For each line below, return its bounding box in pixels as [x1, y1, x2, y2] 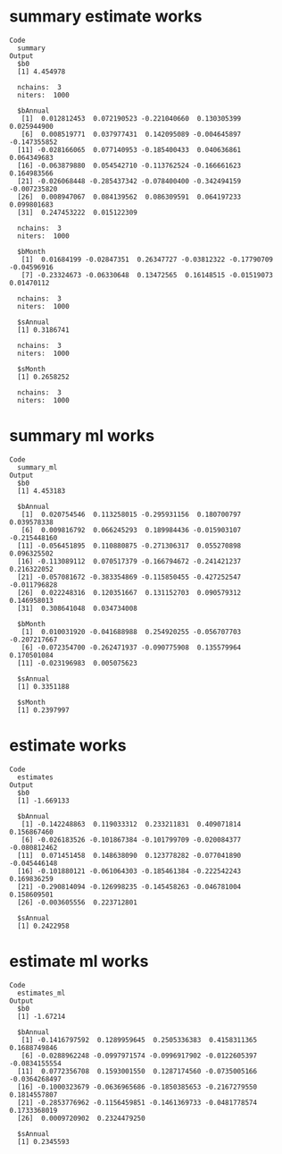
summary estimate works [9, 6, 203, 27]
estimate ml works [9, 951, 149, 972]
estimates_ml [17, 989, 66, 997]
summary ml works [9, 426, 154, 446]
